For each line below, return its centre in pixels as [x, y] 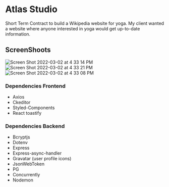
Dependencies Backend [35, 126]
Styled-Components [34, 108]
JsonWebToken [28, 164]
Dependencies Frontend [35, 86]
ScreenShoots [28, 50]
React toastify [27, 113]
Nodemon [23, 180]
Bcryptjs [21, 137]
